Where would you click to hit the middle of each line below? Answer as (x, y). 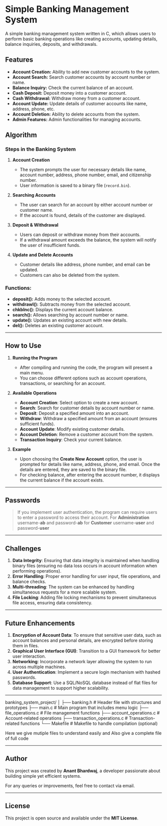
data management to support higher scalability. (61, 688)
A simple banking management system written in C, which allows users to (81, 33)
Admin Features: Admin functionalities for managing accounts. (77, 119)
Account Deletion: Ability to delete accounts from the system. (76, 114)
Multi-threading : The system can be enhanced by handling (73, 587)
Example (22, 449)
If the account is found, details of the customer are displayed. (83, 216)
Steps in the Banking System (41, 149)
